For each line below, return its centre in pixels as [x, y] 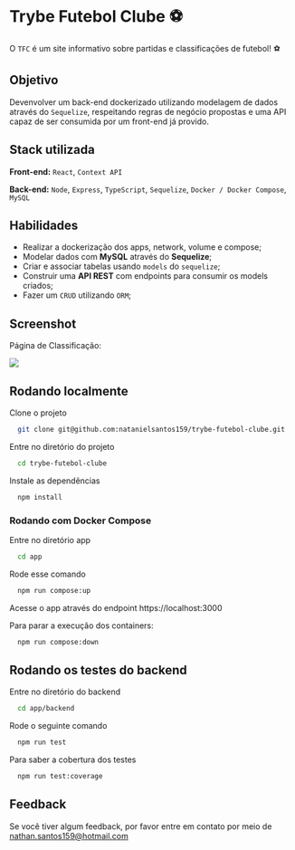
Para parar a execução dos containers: [81, 626]
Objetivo [34, 80]
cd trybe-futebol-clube [62, 463]
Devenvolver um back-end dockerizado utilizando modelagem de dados [144, 102]
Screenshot [43, 324]
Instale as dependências [55, 481]
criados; [38, 286]
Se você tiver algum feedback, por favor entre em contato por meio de [141, 826]
